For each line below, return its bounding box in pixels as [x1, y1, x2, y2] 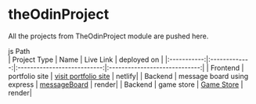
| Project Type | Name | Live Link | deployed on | [8, 55, 164, 64]
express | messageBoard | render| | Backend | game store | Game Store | [8, 80, 243, 89]
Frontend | [210, 63, 244, 72]
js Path [8, 46, 31, 56]
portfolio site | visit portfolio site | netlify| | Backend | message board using [8, 71, 249, 81]
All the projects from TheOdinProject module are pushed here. [8, 31, 209, 41]
